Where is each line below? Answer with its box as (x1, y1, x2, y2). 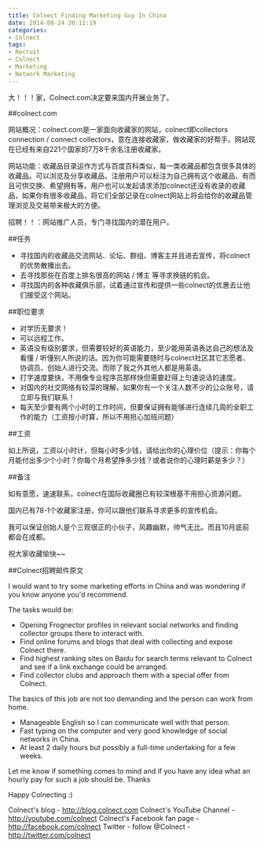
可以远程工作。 (19, 333, 68, 342)
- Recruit (8, 48, 41, 56)
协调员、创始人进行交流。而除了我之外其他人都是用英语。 (19, 363, 206, 372)
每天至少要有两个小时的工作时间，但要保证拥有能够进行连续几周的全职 (19, 402, 247, 412)
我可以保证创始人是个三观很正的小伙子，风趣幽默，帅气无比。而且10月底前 (8, 522, 250, 531)
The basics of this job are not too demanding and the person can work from (8, 694, 254, 703)
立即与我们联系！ (19, 392, 75, 401)
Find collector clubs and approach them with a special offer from (19, 670, 229, 679)
